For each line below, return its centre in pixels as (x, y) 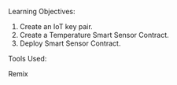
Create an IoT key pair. (56, 26)
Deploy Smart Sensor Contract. (70, 43)
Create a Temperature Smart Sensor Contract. (94, 35)
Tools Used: (28, 59)
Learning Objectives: (42, 11)
